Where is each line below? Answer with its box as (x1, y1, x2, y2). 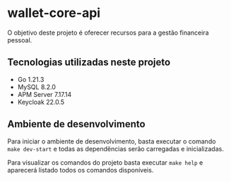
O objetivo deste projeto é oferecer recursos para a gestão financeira (7, 28, 209, 37)
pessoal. (7, 35, 32, 44)
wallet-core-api (7, 5, 101, 21)
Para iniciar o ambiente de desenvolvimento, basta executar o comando (7, 136, 216, 146)
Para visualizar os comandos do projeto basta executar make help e (7, 158, 203, 167)
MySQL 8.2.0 (17, 83, 57, 91)
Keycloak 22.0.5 (17, 98, 65, 106)
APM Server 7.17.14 (17, 90, 72, 98)
